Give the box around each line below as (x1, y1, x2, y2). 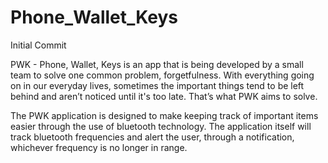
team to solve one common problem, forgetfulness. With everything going (10, 69, 315, 81)
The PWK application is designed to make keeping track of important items (10, 109, 319, 121)
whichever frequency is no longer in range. (10, 141, 188, 153)
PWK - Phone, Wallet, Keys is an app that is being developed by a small (10, 58, 304, 70)
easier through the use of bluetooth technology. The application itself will (10, 120, 312, 132)
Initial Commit (10, 39, 67, 51)
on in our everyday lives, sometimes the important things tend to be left (10, 79, 305, 91)
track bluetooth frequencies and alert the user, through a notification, (10, 131, 295, 143)
